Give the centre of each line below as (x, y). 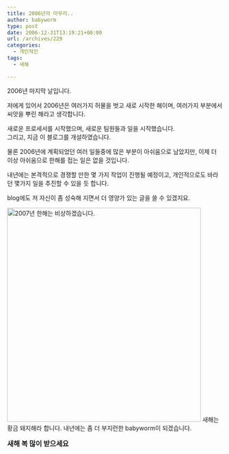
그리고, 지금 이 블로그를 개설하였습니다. (59, 137)
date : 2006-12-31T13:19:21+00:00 (55, 33)
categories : (24, 45)
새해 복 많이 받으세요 (38, 444)
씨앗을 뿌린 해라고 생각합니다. (46, 114)
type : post (23, 26)
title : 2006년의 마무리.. (40, 13)
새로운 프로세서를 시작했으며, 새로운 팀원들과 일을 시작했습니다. (91, 128)
